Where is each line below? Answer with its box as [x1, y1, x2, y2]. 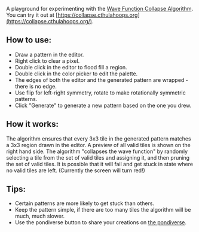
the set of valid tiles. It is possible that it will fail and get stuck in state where [6, 160, 193, 167]
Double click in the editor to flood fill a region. [14, 63, 127, 71]
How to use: [6, 35, 52, 45]
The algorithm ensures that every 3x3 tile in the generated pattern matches [6, 135, 191, 142]
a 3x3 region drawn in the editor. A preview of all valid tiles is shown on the [6, 141, 191, 148]
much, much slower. [14, 212, 65, 220]
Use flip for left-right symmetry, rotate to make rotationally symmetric [14, 89, 186, 96]
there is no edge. [14, 83, 57, 90]
